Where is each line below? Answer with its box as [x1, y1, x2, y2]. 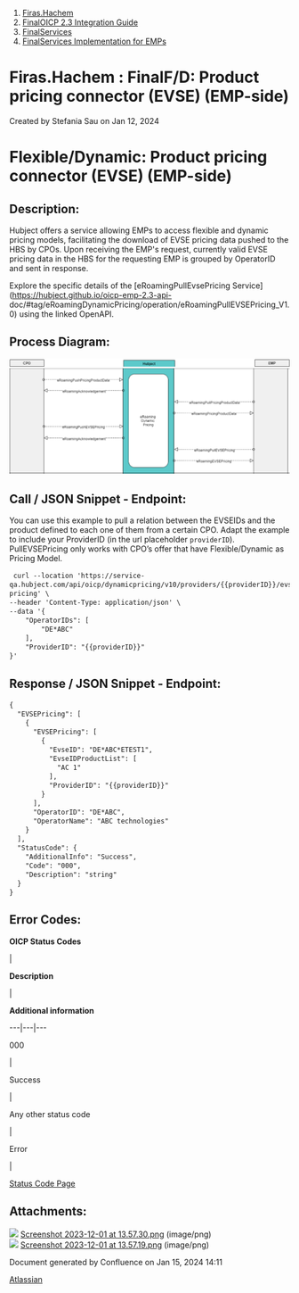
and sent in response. [9, 262, 89, 273]
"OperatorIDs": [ [25, 616, 90, 626]
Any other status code [9, 1108, 91, 1119]
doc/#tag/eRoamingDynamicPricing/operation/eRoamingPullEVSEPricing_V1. [9, 299, 290, 310]
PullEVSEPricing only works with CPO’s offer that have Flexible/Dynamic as [9, 543, 285, 554]
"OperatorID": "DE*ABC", [32, 808, 125, 817]
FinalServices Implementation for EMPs [21, 36, 167, 46]
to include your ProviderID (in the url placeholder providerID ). [9, 535, 236, 545]
